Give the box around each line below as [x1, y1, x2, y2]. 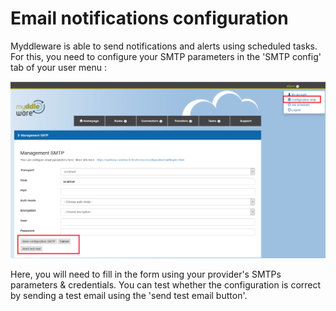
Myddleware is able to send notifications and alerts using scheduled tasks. [10, 40, 318, 52]
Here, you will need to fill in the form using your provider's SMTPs [10, 268, 282, 280]
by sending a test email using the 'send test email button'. [10, 289, 248, 301]
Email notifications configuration [10, 7, 289, 30]
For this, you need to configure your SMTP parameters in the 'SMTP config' [10, 50, 322, 62]
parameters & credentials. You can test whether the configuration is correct [10, 278, 322, 291]
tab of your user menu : [10, 61, 107, 73]
